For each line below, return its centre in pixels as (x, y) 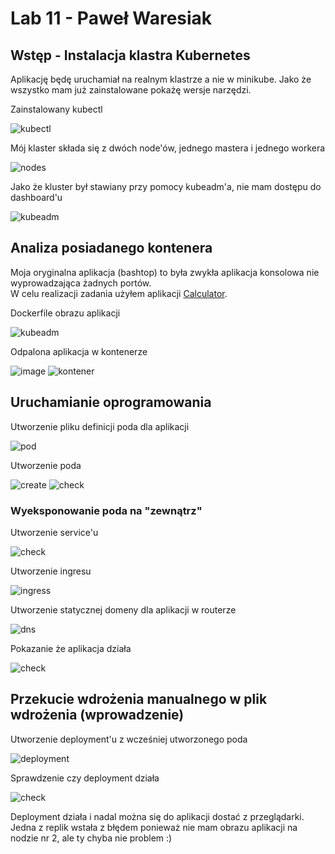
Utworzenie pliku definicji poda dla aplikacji (100, 426)
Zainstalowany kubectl (56, 109)
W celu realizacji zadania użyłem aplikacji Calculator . (119, 293)
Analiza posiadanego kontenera (111, 248)
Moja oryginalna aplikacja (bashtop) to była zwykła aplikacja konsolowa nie (165, 272)
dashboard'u (36, 197)
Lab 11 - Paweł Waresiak (111, 18)
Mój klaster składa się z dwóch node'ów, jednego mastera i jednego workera (168, 148)
